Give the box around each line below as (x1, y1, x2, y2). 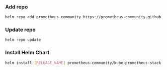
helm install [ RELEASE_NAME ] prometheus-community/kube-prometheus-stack (5, 60, 162, 65)
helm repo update (5, 37, 41, 42)
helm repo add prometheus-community (5, 15, 81, 20)
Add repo (5, 3, 28, 10)
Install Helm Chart (5, 49, 50, 56)
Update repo (5, 26, 36, 33)
